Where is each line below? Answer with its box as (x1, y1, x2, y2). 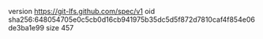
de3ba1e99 (8, 23, 45, 32)
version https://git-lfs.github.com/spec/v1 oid (8, 7, 156, 16)
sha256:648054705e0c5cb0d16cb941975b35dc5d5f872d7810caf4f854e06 (8, 15, 255, 24)
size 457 (46, 23, 74, 32)
